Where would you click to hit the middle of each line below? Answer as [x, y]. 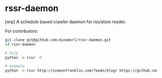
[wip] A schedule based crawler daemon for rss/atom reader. [66, 22]
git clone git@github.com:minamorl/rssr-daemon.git [58, 40]
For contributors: [22, 31]
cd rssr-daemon [20, 44]
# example [15, 66]
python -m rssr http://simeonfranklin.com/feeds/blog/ [61, 71]
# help [12, 53]
